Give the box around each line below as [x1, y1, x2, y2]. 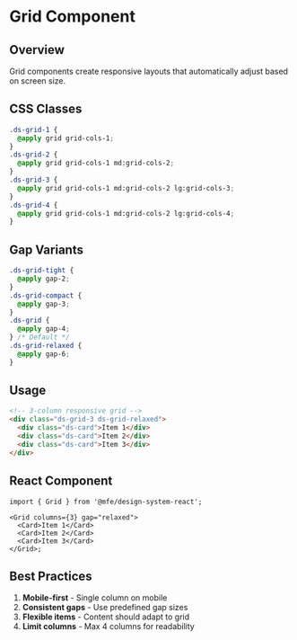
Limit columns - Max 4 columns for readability [22, 621, 195, 632]
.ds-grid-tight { [9, 266, 74, 275]
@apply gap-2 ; [17, 274, 70, 283]
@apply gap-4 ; [17, 324, 70, 333]
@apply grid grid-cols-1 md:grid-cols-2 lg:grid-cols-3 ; [17, 183, 235, 192]
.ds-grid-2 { [9, 150, 58, 159]
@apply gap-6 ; [17, 349, 70, 359]
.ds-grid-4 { [9, 200, 58, 209]
